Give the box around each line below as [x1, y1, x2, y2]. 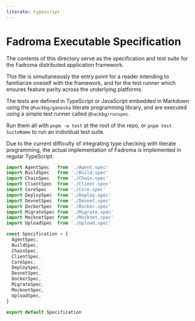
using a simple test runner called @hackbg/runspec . [6, 110, 130, 117]
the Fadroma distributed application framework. [6, 61, 124, 68]
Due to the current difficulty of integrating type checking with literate [6, 140, 176, 147]
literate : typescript [6, 8, 61, 15]
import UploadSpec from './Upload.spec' [6, 220, 112, 226]
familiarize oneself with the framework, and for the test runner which [6, 79, 176, 86]
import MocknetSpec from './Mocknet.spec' [6, 214, 114, 220]
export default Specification [6, 309, 82, 315]
